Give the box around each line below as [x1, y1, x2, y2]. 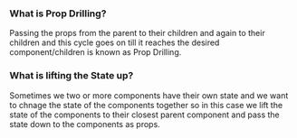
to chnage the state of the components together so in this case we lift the [9, 99, 283, 110]
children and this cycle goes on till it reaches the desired [9, 37, 220, 48]
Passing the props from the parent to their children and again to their [9, 28, 265, 39]
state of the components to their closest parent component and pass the [9, 109, 281, 120]
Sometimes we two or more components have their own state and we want [9, 89, 289, 101]
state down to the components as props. [9, 118, 160, 129]
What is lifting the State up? [9, 69, 134, 82]
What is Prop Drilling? [9, 7, 107, 20]
